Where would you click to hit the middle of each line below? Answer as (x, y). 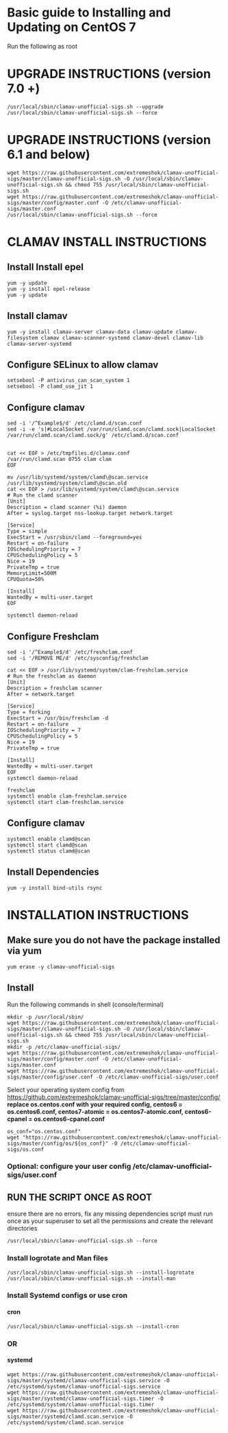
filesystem (23, 337)
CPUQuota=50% (26, 580)
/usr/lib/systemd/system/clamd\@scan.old (67, 484)
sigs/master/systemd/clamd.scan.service (66, 1417)
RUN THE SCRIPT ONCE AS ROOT (80, 1197)
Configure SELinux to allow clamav (83, 365)
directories (22, 1229)
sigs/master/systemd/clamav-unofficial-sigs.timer (81, 1398)
